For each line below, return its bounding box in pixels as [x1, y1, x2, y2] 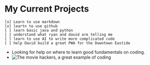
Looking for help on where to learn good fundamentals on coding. [11, 49, 146, 55]
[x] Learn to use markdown [4, 19, 60, 24]
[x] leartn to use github [4, 23, 58, 29]
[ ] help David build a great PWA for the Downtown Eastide [4, 40, 131, 46]
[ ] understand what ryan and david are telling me [4, 32, 113, 37]
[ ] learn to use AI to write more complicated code [4, 36, 115, 41]
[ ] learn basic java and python [4, 28, 73, 32]
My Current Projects [4, 3, 89, 15]
